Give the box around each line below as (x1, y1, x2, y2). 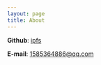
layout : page (7, 10, 45, 17)
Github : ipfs (7, 36, 42, 44)
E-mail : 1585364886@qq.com (7, 50, 94, 58)
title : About (7, 17, 45, 24)
